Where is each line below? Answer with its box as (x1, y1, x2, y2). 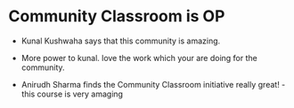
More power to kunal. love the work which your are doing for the (20, 52, 257, 63)
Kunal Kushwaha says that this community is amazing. (20, 35, 221, 46)
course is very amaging (37, 89, 124, 99)
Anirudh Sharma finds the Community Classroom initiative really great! (20, 79, 280, 89)
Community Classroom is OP (8, 6, 225, 27)
